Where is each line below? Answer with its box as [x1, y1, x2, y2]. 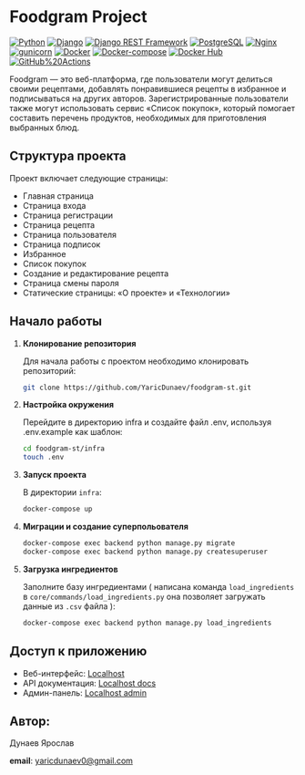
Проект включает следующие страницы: [9, 172, 168, 183]
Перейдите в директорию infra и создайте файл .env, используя [22, 417, 271, 428]
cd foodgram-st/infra [22, 444, 105, 453]
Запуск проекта [22, 470, 86, 480]
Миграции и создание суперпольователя [22, 522, 189, 532]
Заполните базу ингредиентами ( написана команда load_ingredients [22, 581, 294, 592]
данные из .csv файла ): [22, 600, 116, 612]
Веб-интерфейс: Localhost [22, 667, 125, 678]
